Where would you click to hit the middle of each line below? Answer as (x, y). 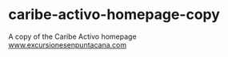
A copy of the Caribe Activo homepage (73, 36)
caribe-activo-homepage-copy (114, 15)
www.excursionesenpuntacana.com (67, 44)
